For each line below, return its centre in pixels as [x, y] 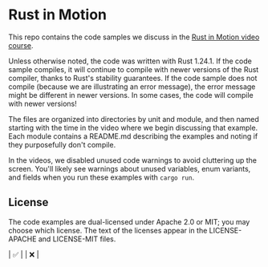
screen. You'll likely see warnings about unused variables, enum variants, [130, 168]
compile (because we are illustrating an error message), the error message [132, 87]
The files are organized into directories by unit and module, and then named [134, 119]
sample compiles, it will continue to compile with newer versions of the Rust [134, 69]
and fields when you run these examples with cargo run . [102, 177]
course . [21, 45]
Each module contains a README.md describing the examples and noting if [133, 136]
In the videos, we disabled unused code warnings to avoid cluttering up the [133, 160]
